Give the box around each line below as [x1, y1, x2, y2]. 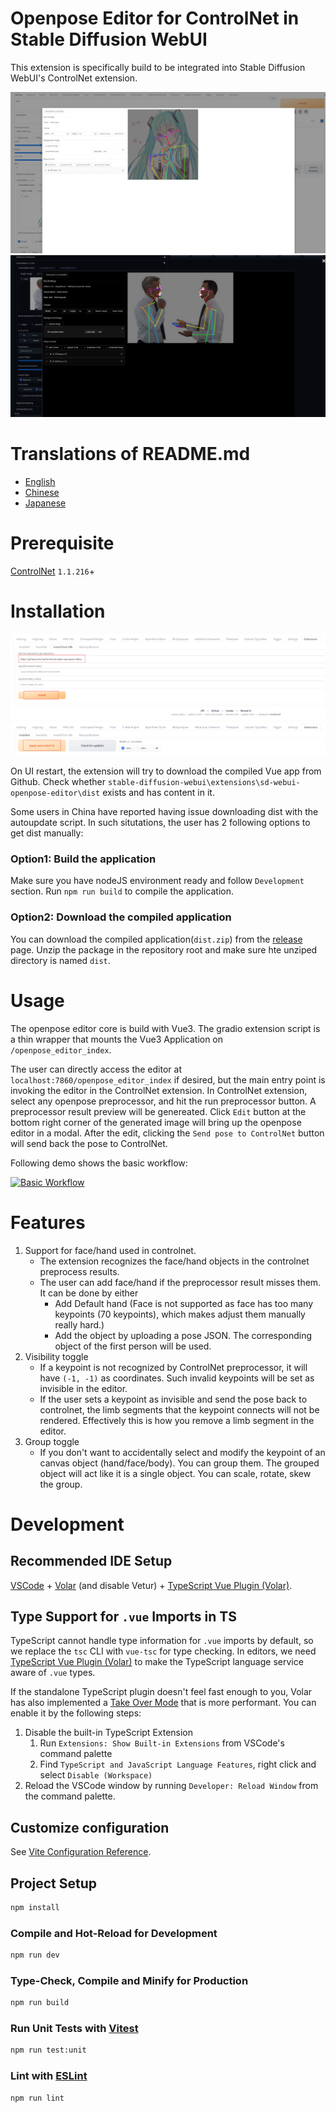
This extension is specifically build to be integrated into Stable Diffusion [10, 61, 306, 73]
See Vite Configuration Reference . [10, 1846, 152, 1858]
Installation [10, 600, 106, 622]
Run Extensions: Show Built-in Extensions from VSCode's [39, 1737, 285, 1749]
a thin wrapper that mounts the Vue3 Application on [10, 1033, 224, 1045]
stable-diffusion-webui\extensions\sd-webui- [107, 778, 301, 788]
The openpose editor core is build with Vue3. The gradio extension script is [10, 1022, 321, 1034]
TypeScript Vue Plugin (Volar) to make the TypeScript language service [10, 1656, 304, 1668]
